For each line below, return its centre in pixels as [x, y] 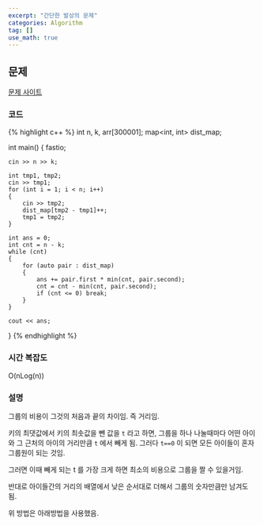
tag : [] [21, 30]
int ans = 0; [30, 238]
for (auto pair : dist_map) [68, 266]
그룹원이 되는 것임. [37, 452]
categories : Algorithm [45, 23]
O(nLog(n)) [26, 376]
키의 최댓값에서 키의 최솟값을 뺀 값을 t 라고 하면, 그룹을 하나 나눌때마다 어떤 [124, 432]
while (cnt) [28, 252]
